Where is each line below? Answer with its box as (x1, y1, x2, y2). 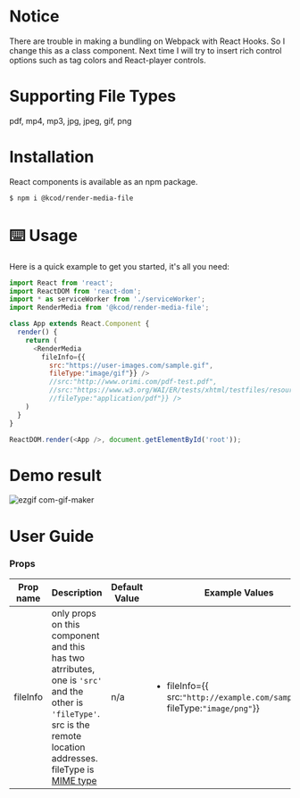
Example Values (204, 586, 274, 599)
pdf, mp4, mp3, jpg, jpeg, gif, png (9, 115, 132, 126)
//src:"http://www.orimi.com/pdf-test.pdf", (48, 378, 218, 387)
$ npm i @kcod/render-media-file (9, 194, 134, 203)
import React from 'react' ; (9, 278, 114, 287)
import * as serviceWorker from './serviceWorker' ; (9, 295, 205, 304)
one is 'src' (51, 674, 103, 686)
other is (51, 696, 84, 709)
